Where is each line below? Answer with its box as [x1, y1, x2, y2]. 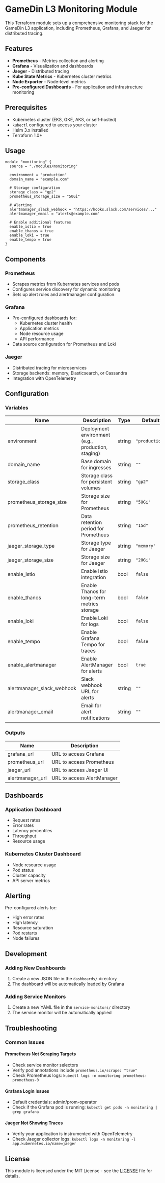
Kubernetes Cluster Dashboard [5, 850, 81, 857]
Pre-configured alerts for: [5, 905, 57, 911]
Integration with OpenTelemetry [12, 375, 77, 381]
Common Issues [5, 1038, 45, 1045]
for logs [81, 621, 99, 628]
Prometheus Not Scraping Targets [5, 1051, 76, 1057]
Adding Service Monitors [5, 993, 66, 1000]
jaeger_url [7, 766, 31, 773]
